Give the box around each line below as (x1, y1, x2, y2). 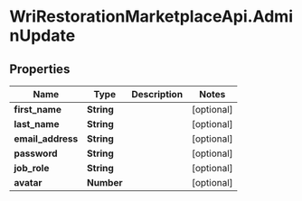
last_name (14, 118, 60, 130)
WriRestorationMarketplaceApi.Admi (9, 6, 294, 27)
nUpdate (9, 25, 76, 46)
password (14, 147, 58, 160)
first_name (14, 104, 61, 115)
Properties (9, 61, 71, 77)
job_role (14, 162, 50, 174)
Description (130, 88, 184, 100)
